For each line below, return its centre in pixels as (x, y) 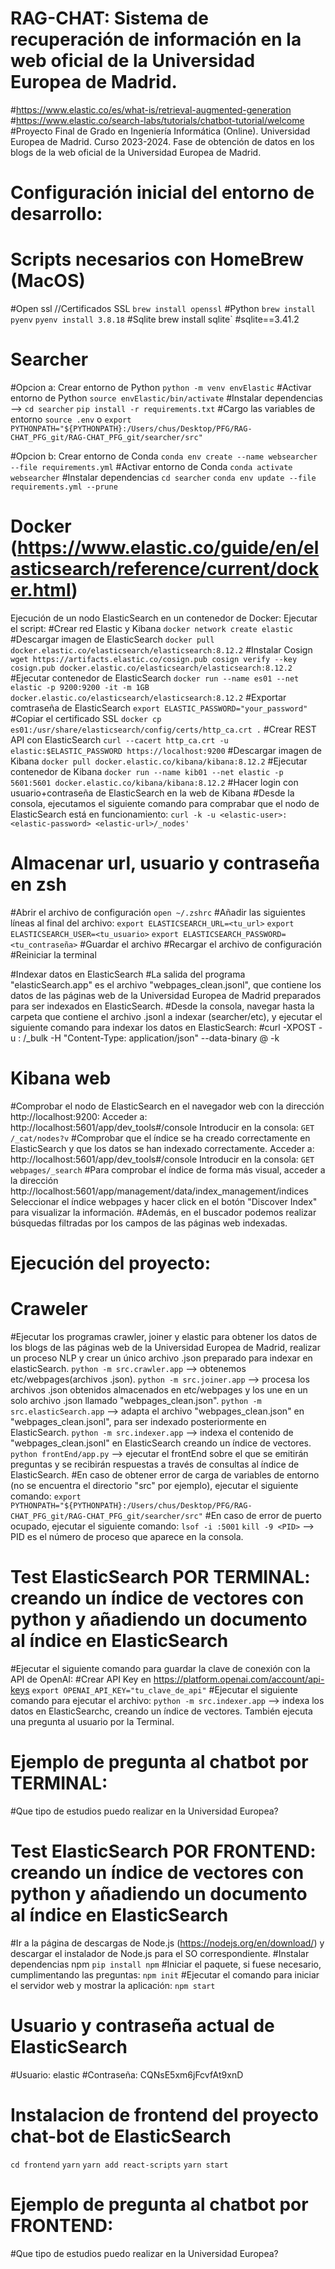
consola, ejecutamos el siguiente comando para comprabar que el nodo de (165, 803)
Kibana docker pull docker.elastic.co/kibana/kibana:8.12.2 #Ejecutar (159, 761)
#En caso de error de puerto (263, 1515)
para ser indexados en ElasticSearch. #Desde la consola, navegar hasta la (162, 1006)
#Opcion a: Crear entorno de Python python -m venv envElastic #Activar (161, 387)
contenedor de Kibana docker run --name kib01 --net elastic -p (147, 771)
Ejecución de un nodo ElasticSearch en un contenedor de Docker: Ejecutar (164, 618)
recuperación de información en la (156, 39)
